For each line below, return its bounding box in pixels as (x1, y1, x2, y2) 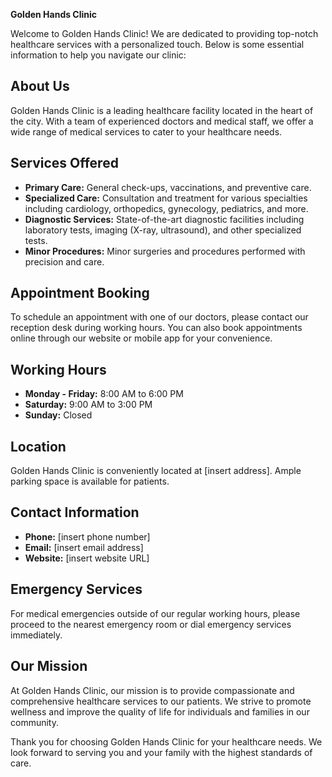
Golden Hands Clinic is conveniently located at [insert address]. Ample (10, 465, 302, 477)
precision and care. (24, 255, 105, 268)
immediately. (10, 629, 63, 641)
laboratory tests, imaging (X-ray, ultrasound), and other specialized (24, 224, 302, 236)
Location (10, 438, 67, 455)
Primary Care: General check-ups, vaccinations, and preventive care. (24, 181, 312, 193)
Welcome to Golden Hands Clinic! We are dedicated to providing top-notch (10, 28, 319, 39)
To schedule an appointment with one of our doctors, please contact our (10, 311, 309, 323)
